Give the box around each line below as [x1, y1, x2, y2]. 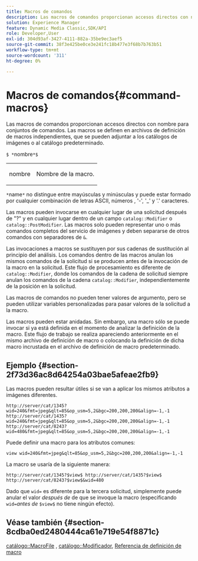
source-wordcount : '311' [6, 53, 67, 58]
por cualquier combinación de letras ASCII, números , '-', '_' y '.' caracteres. [6, 197, 189, 204]
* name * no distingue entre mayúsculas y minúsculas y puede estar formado [6, 191, 192, 198]
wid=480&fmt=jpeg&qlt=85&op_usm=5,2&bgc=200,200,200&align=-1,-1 [6, 429, 170, 435]
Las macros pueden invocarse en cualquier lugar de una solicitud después [6, 209, 187, 216]
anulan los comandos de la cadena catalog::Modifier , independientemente [6, 277, 190, 284]
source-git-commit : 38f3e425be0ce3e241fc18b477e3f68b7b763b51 [6, 42, 162, 48]
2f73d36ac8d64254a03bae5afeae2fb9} [6, 369, 159, 379]
